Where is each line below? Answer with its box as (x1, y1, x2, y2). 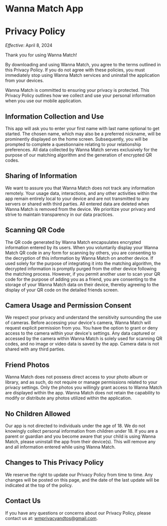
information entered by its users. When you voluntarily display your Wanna (5, 244, 159, 250)
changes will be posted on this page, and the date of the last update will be (5, 477, 160, 483)
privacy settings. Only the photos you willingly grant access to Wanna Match (5, 384, 163, 390)
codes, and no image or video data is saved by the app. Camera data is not (5, 341, 160, 347)
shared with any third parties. (5, 346, 66, 352)
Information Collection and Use (5, 112, 104, 121)
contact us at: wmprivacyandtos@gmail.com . (5, 515, 98, 521)
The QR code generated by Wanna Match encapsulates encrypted (5, 239, 141, 245)
